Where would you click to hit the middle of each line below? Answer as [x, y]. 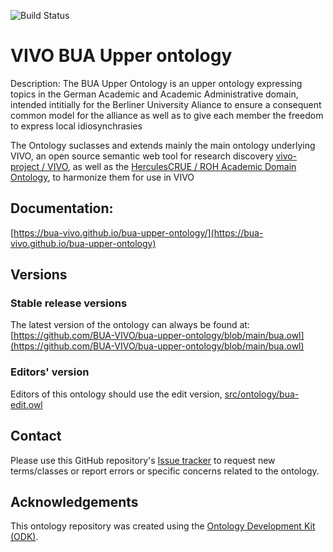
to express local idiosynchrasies [76, 126]
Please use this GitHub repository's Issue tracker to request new [143, 460]
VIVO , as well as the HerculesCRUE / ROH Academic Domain [172, 166]
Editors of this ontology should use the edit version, [116, 394]
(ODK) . [24, 537]
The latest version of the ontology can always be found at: [130, 325]
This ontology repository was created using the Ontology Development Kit [163, 526]
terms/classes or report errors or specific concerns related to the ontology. [165, 471]
